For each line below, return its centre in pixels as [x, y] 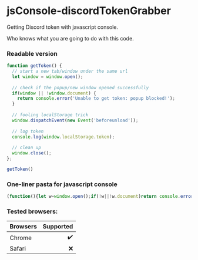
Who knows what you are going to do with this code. [70, 38]
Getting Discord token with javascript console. [63, 27]
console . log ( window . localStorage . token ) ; [63, 137]
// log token [28, 131]
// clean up [27, 148]
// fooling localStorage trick [50, 115]
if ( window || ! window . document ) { [54, 93]
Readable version [32, 53]
